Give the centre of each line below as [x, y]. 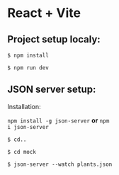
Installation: [24, 106]
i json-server [28, 127]
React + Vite [44, 13]
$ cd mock [22, 152]
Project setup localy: [54, 39]
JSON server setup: [52, 90]
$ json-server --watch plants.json [60, 164]
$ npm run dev [28, 68]
